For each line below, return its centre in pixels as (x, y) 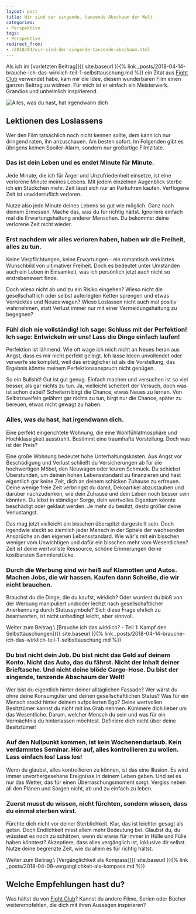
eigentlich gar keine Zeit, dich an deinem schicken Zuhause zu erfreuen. (93, 481)
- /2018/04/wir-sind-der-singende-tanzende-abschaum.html (78, 50)
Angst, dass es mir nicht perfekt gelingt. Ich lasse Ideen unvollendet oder (94, 356)
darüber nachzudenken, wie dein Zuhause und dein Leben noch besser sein (98, 493)
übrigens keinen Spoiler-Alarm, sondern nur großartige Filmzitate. (85, 148)
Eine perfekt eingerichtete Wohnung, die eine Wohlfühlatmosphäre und (92, 432)
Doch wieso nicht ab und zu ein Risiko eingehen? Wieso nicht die (84, 289)
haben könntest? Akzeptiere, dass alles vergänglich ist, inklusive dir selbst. (96, 842)
